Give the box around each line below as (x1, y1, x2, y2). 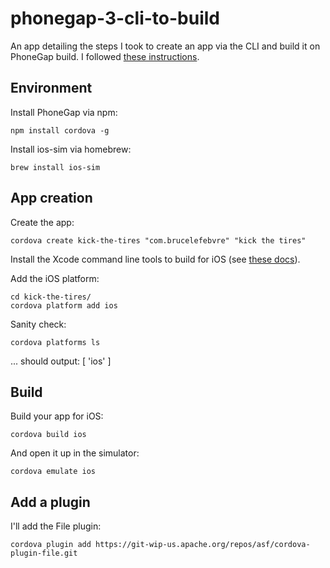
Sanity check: (10, 318, 67, 330)
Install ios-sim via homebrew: (10, 143, 132, 155)
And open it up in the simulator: (10, 447, 140, 459)
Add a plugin (10, 493, 91, 511)
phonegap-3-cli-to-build (10, 7, 220, 30)
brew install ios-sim (10, 162, 101, 172)
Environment (10, 80, 93, 97)
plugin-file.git (10, 548, 78, 559)
